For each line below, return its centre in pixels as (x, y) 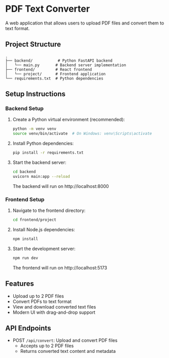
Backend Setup (25, 108)
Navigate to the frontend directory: (49, 211)
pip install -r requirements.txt (48, 153)
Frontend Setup (25, 199)
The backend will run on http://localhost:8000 (61, 186)
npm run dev (25, 258)
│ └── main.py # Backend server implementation (66, 65)
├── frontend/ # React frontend (49, 69)
